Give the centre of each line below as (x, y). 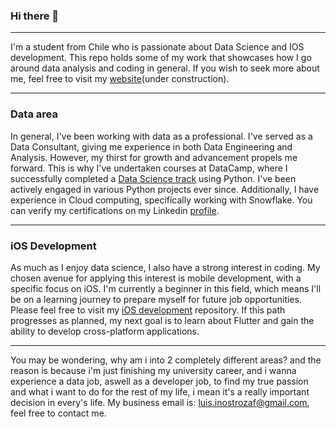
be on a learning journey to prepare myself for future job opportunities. (156, 299)
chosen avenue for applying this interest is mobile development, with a (156, 278)
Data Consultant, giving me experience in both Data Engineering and (151, 146)
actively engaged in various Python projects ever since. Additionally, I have (165, 189)
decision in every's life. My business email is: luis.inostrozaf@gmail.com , (160, 402)
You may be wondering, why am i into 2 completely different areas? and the (166, 360)
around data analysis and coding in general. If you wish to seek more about (165, 68)
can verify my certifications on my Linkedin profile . (115, 210)
